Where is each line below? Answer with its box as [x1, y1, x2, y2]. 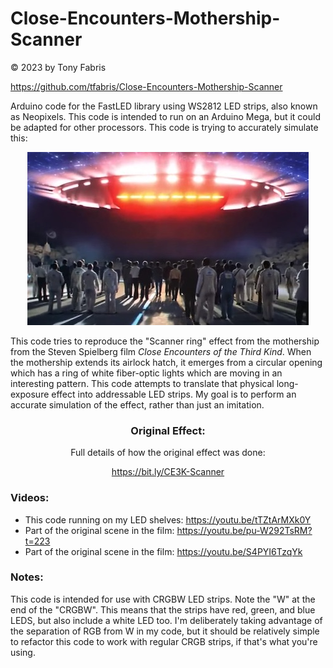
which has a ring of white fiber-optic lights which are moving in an [10, 367, 283, 379]
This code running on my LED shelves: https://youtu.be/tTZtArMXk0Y [24, 513, 312, 526]
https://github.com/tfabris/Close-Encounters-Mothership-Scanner [10, 80, 283, 92]
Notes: [10, 570, 44, 584]
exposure [10, 388, 50, 400]
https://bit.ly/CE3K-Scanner [111, 466, 225, 478]
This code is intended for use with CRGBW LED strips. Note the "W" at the [10, 593, 316, 605]
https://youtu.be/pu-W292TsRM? [176, 524, 313, 536]
